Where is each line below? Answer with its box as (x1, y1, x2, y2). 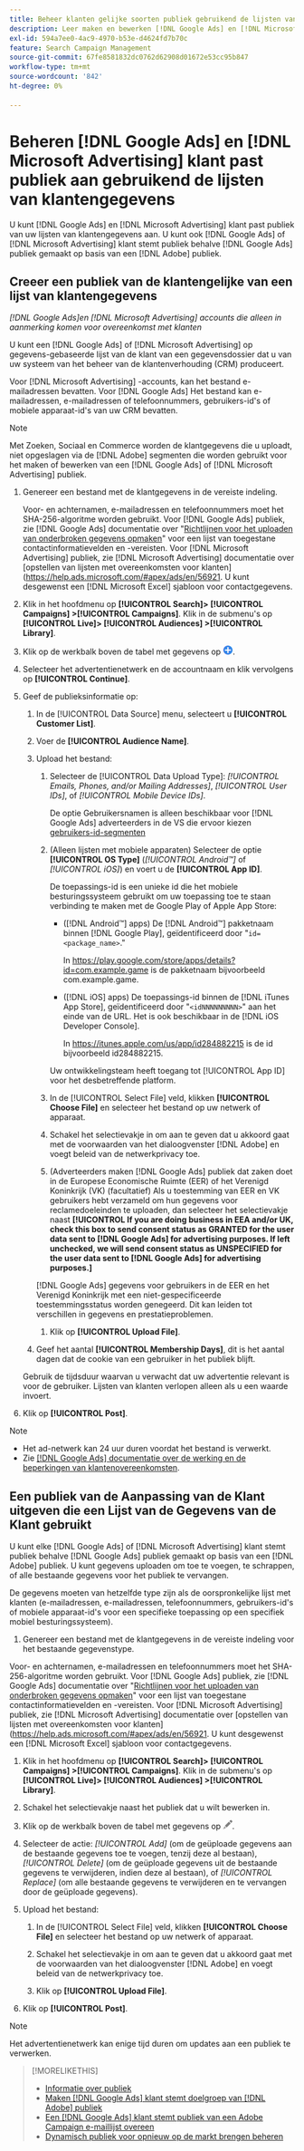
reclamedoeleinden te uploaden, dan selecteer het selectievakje (49, 1205, 289, 1216)
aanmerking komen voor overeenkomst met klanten (9, 322, 202, 333)
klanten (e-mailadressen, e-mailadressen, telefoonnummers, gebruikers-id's (9, 1597, 294, 1608)
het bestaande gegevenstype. (22, 1644, 135, 1654)
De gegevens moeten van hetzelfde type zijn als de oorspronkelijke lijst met (9, 1587, 291, 1598)
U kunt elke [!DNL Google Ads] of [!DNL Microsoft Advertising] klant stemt (9, 1541, 287, 1552)
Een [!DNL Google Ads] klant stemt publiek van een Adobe (44, 2112, 264, 2123)
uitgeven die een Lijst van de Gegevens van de (9, 1502, 277, 1518)
